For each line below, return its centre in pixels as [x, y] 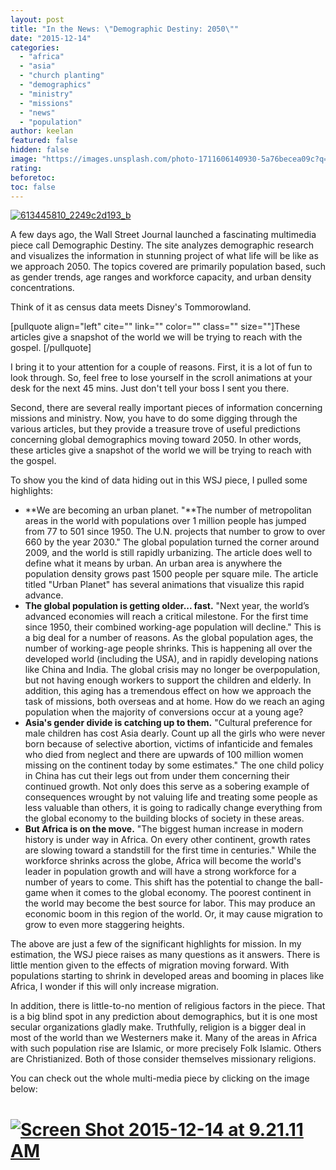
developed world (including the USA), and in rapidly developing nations [171, 659]
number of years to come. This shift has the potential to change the [163, 882]
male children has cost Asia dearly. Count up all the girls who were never [175, 733]
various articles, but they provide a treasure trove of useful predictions [155, 429]
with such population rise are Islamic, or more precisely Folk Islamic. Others [166, 1048]
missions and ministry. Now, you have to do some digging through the [154, 418]
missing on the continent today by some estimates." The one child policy [174, 765]
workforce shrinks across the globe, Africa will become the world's [163, 861]
